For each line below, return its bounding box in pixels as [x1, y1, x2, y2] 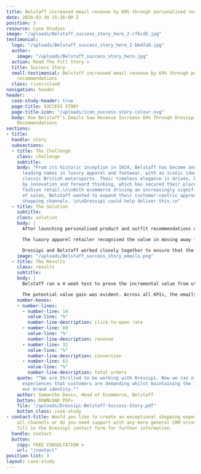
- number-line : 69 [22, 325, 68, 331]
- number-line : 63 [22, 358, 68, 364]
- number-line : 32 [22, 342, 68, 348]
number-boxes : [17, 297, 52, 303]
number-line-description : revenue [28, 336, 114, 342]
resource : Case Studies [6, 25, 66, 32]
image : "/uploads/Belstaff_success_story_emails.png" [17, 253, 154, 259]
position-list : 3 [6, 453, 50, 459]
